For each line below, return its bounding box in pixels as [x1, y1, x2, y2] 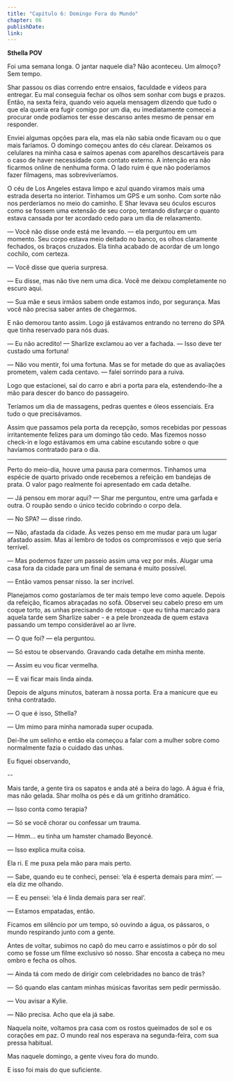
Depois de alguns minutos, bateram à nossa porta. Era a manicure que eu [7, 688, 218, 697]
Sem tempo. [7, 70, 42, 78]
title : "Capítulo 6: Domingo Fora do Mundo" [7, 10, 139, 17]
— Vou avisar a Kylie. [7, 997, 68, 1005]
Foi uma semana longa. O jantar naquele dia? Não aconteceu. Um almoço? [7, 62, 221, 70]
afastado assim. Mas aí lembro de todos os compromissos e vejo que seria [7, 536, 221, 544]
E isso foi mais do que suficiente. [7, 1066, 102, 1074]
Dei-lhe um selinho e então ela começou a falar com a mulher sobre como [7, 736, 220, 745]
